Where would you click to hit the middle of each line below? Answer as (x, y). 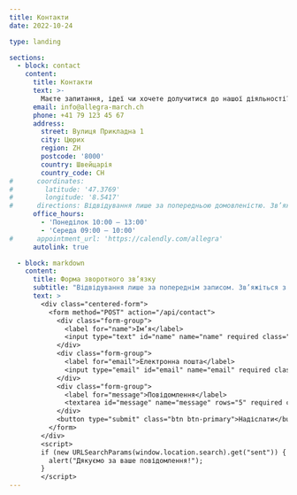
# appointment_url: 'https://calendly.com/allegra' (116, 239)
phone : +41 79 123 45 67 (78, 115)
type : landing (35, 42)
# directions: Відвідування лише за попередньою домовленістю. (138, 206)
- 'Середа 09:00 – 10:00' (89, 230)
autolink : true (61, 247)
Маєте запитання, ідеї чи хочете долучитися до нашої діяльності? (166, 98)
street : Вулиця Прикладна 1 (92, 132)
